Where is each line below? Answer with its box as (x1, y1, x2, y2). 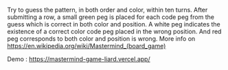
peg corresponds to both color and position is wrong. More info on (7, 35, 196, 43)
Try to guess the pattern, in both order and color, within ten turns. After (7, 6, 208, 14)
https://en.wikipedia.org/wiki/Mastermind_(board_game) (7, 42, 166, 50)
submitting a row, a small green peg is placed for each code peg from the (7, 13, 215, 21)
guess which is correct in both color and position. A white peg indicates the (7, 20, 221, 28)
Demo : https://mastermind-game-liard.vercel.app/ (7, 55, 150, 63)
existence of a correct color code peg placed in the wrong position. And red (7, 27, 222, 35)
